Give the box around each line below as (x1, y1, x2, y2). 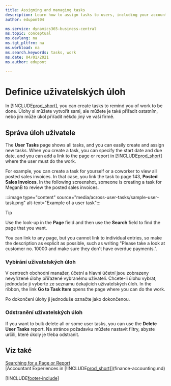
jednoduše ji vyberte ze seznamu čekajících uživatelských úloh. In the (5, 281, 152, 287)
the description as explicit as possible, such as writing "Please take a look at (5, 240, 165, 247)
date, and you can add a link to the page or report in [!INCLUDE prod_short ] (5, 153, 162, 159)
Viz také (5, 346, 32, 355)
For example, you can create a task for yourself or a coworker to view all (5, 168, 157, 174)
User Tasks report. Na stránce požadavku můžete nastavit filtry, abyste (5, 326, 155, 332)
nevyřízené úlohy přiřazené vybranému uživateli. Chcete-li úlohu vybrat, (5, 275, 157, 281)
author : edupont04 (5, 17, 44, 22)
